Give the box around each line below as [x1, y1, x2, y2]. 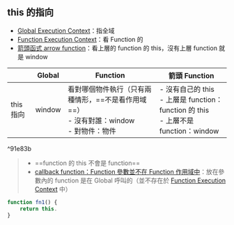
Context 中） [34, 185, 72, 193]
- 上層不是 [159, 116, 194, 125]
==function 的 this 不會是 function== [34, 159, 141, 167]
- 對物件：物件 [68, 126, 116, 136]
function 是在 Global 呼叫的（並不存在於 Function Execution [54, 176, 226, 185]
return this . [19, 205, 58, 212]
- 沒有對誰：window [68, 116, 135, 125]
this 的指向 [7, 6, 54, 19]
